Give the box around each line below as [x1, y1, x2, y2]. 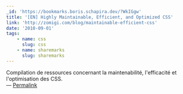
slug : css [21, 42, 46, 48]
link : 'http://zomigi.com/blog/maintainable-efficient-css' [6, 20, 158, 25]
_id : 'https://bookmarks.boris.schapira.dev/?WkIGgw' [6, 8, 142, 15]
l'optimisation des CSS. [6, 75, 63, 82]
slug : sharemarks [21, 53, 65, 59]
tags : [6, 31, 20, 37]
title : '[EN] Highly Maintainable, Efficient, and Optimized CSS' [6, 14, 174, 20]
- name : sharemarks [17, 47, 65, 53]
